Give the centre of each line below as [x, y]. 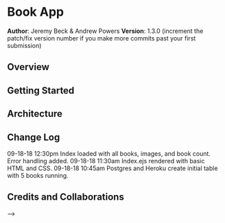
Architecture [35, 114]
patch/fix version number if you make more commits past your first [102, 38]
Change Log [34, 137]
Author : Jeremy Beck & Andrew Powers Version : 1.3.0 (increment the [105, 31]
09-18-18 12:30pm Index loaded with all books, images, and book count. [109, 153]
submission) [24, 45]
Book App [35, 12]
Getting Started [41, 90]
